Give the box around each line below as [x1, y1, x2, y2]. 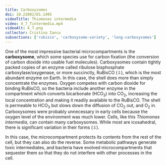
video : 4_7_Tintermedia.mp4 [5, 21, 63, 26]
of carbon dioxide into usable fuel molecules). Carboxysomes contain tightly [5, 59, 161, 65]
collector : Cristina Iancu [5, 30, 61, 35]
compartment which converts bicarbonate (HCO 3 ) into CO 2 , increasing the [5, 90, 158, 98]
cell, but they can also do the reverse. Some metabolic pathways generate [5, 139, 157, 145]
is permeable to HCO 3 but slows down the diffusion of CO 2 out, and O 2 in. [5, 102, 157, 110]
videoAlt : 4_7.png [5, 26, 43, 31]
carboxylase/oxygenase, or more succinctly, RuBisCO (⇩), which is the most [5, 69, 161, 75]
